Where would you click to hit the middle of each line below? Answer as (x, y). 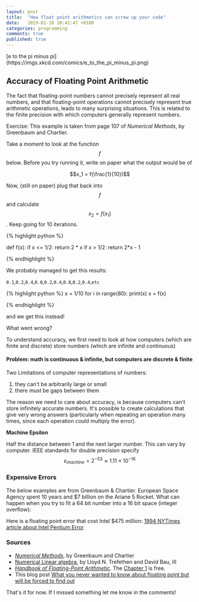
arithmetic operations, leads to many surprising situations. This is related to (98, 108)
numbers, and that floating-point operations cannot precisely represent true (99, 102)
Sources (18, 543)
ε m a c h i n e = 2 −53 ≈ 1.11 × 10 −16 (100, 461)
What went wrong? (29, 328)
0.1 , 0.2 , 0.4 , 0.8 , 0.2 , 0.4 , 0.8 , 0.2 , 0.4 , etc (53, 282)
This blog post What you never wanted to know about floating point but (102, 574)
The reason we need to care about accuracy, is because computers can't (96, 402)
